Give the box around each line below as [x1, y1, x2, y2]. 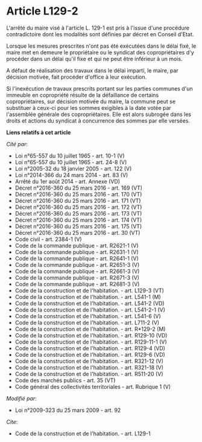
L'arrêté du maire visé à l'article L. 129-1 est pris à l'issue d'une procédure [6, 24, 190, 31]
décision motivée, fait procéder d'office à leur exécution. [6, 73, 147, 80]
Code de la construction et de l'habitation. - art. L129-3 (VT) [14, 287, 165, 294]
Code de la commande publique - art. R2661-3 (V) [14, 267, 140, 275]
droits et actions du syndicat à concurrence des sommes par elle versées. [6, 117, 191, 124]
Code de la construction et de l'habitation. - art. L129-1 [14, 430, 151, 437]
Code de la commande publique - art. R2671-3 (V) [14, 274, 140, 281]
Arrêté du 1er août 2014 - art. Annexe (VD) [14, 178, 121, 185]
